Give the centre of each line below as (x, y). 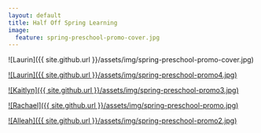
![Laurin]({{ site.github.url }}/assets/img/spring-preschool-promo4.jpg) (123, 75)
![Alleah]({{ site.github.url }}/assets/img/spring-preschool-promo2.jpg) (123, 121)
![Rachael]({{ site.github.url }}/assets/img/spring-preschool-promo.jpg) (123, 105)
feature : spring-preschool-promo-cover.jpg (87, 37)
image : (19, 30)
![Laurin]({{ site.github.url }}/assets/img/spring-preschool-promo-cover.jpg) (131, 60)
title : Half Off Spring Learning (63, 23)
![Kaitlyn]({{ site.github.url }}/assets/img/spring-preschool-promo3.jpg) (124, 91)
